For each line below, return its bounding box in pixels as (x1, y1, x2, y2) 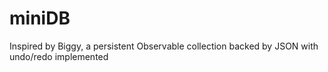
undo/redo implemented (9, 50, 109, 62)
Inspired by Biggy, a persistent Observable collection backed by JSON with (9, 40, 319, 52)
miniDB (9, 7, 71, 30)
